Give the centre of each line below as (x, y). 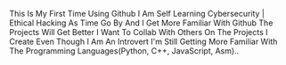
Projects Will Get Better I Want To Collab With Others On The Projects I (139, 32)
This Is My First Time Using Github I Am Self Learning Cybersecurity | (137, 14)
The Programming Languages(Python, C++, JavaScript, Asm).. (124, 51)
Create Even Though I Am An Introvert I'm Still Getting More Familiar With (143, 41)
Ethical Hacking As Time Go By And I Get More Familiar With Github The (141, 23)
